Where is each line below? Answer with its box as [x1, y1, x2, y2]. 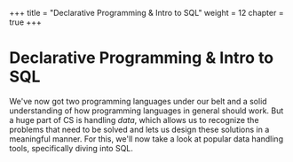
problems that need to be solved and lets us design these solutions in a [9, 124, 270, 135]
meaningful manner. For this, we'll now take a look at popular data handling [9, 133, 284, 144]
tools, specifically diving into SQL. [9, 143, 133, 153]
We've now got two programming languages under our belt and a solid [9, 96, 268, 106]
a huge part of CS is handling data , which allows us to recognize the [9, 114, 259, 125]
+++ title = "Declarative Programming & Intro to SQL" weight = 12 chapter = [9, 8, 284, 18]
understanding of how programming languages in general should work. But [9, 105, 284, 116]
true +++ [9, 17, 43, 27]
